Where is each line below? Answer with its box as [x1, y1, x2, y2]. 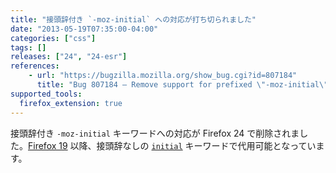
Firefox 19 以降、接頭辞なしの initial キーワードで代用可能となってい [28, 139, 317, 151]
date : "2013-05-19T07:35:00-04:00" [10, 24, 159, 34]
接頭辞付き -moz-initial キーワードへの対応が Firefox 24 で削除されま [10, 127, 300, 139]
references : [10, 61, 60, 71]
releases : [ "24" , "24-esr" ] [10, 52, 128, 62]
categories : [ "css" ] [10, 33, 97, 43]
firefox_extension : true [19, 98, 123, 108]
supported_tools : [10, 89, 83, 99]
